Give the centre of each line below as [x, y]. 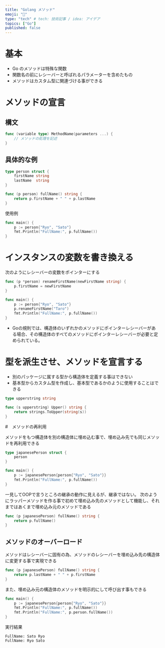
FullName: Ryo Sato [25, 641]
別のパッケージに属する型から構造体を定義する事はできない [72, 377]
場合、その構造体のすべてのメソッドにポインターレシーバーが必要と [85, 334]
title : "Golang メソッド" [30, 10]
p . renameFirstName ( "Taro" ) [41, 309]
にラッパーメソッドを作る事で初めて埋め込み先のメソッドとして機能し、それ [82, 501]
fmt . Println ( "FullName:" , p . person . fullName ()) [63, 612]
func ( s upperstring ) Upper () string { [46, 407]
